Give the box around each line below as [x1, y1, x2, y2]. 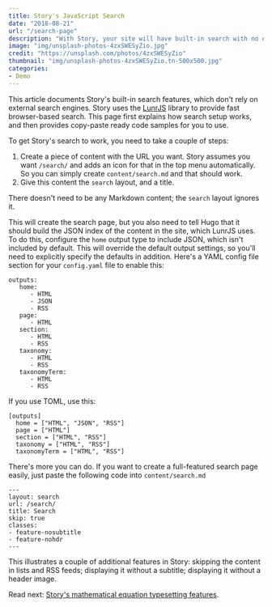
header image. [8, 574, 57, 584]
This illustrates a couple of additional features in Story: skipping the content [8, 556, 261, 567]
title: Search [8, 507, 57, 515]
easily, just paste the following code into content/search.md [8, 470, 206, 480]
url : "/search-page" [8, 27, 79, 35]
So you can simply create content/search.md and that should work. [19, 168, 243, 178]
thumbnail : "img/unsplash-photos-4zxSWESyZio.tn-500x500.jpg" [8, 57, 223, 66]
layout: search [8, 493, 60, 501]
